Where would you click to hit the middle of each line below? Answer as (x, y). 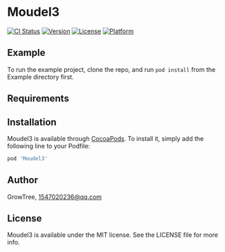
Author (22, 180)
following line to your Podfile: (49, 146)
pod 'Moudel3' (28, 158)
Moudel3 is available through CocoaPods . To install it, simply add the (106, 138)
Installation (32, 122)
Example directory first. (40, 77)
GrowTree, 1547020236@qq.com (55, 197)
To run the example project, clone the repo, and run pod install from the (111, 69)
